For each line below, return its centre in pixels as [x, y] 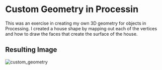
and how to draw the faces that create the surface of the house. [71, 34]
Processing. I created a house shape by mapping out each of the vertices [81, 28]
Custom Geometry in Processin [72, 9]
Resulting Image [31, 50]
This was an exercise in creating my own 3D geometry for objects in [76, 23]
